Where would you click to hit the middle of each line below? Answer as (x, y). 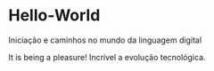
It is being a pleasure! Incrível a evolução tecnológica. (107, 57)
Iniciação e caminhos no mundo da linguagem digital (105, 40)
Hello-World (54, 16)
